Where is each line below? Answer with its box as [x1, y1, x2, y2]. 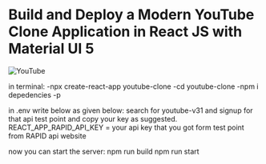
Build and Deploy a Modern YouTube [8, 6, 255, 24]
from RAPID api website [8, 130, 87, 141]
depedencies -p [8, 90, 62, 99]
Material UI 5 [8, 40, 95, 58]
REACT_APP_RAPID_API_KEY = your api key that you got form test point [8, 122, 244, 132]
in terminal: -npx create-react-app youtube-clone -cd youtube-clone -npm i [8, 82, 259, 91]
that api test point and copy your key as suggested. [8, 114, 178, 123]
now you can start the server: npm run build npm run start [8, 146, 199, 156]
